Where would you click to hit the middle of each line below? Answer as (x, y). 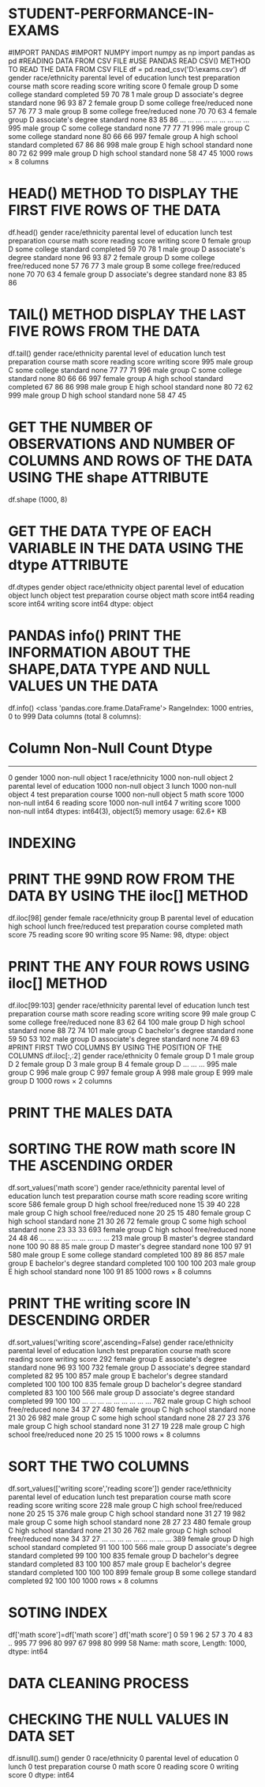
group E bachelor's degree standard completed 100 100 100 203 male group (132, 1263)
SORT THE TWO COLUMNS (99, 1466)
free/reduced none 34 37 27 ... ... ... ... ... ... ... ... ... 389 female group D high (131, 1539)
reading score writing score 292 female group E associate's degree (118, 1359)
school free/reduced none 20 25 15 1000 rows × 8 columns (105, 1435)
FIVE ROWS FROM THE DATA (104, 332)
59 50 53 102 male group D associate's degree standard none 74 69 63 (124, 1039)
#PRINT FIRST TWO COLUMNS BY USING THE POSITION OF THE (115, 1047)
